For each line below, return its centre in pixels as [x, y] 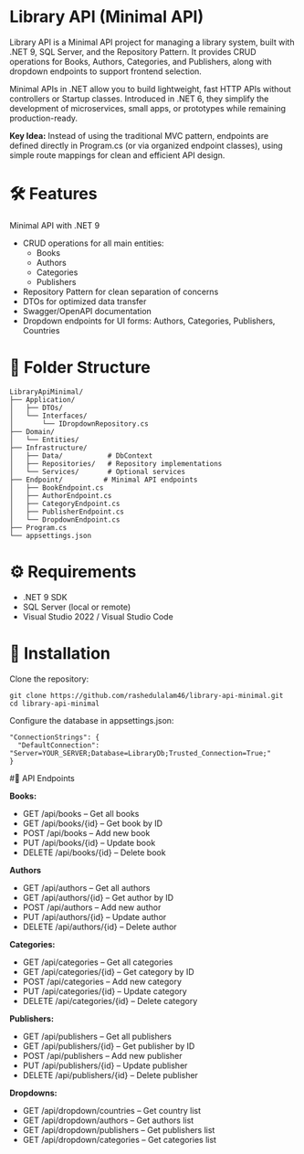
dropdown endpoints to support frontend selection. [106, 71]
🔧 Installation [60, 653]
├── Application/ [42, 399]
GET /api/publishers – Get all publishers [97, 1036]
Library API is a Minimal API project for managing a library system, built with [152, 42]
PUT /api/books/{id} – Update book [89, 842]
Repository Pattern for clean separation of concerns [121, 291]
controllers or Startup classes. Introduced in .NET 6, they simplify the [139, 99]
